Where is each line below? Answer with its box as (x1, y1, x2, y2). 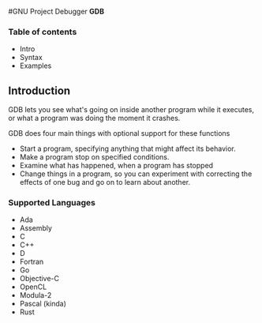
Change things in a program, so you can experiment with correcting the (19, 169, 253, 178)
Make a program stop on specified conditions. (19, 152, 170, 162)
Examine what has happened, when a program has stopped (19, 161, 214, 171)
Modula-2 (19, 291, 52, 300)
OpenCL (19, 282, 47, 291)
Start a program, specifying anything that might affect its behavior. (19, 144, 236, 153)
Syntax (19, 53, 43, 62)
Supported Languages (8, 197, 96, 208)
